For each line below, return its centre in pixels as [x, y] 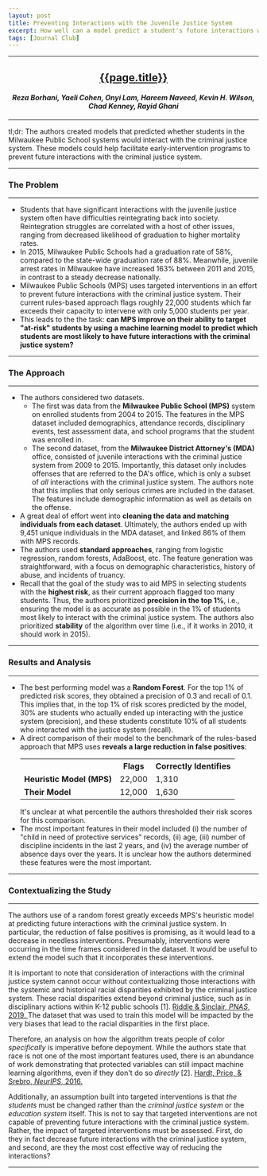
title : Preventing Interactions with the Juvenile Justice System [120, 23]
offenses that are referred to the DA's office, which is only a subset [141, 473]
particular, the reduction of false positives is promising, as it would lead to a [132, 933]
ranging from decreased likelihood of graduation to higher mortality [130, 235]
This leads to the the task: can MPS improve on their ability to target [133, 320]
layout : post [30, 16]
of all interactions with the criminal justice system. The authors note [143, 482]
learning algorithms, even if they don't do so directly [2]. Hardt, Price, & [125, 1073]
